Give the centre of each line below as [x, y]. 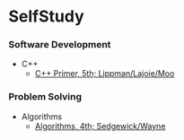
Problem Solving [45, 97]
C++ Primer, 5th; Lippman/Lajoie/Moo [105, 74]
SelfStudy [46, 17]
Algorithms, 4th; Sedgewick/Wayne [100, 126]
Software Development [60, 45]
